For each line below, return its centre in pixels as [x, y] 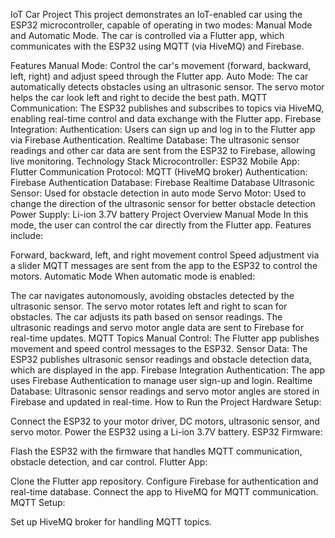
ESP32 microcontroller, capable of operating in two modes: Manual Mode [161, 25]
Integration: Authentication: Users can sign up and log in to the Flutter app [163, 129]
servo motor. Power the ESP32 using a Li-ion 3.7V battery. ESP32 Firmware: [166, 432]
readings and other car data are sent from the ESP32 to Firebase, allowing [163, 150]
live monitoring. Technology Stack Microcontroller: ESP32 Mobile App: [155, 161]
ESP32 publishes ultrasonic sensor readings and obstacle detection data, [161, 359]
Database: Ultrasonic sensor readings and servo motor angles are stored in [165, 391]
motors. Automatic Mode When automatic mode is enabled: [133, 276]
